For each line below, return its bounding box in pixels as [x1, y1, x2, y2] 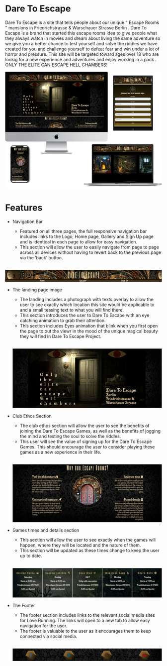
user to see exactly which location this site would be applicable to [19, 302, 155, 308]
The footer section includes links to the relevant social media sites [19, 612, 155, 618]
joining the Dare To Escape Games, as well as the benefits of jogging [19, 428, 161, 434]
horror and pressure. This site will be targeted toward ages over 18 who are [5, 51, 159, 57]
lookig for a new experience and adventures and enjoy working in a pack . [5, 56, 157, 62]
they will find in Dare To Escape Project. [19, 333, 102, 339]
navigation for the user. [19, 623, 68, 629]
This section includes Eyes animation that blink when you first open [19, 323, 158, 329]
